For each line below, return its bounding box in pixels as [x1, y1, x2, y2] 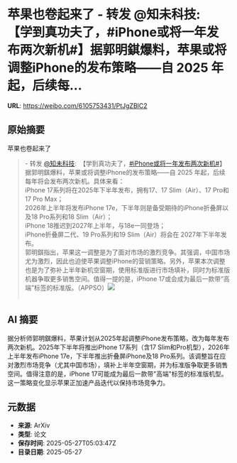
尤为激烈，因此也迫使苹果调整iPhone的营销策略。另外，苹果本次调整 [24, 256, 226, 265]
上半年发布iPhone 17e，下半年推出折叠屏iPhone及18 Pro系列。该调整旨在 [7, 352, 220, 360]
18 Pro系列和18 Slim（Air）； [31, 212, 113, 221]
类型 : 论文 [17, 430, 47, 439]
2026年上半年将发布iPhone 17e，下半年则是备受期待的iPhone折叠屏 [24, 203, 223, 212]
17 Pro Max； [24, 195, 64, 203]
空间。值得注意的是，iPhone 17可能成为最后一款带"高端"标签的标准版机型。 [7, 369, 228, 378]
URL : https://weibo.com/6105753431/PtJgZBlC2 [7, 101, 148, 110]
